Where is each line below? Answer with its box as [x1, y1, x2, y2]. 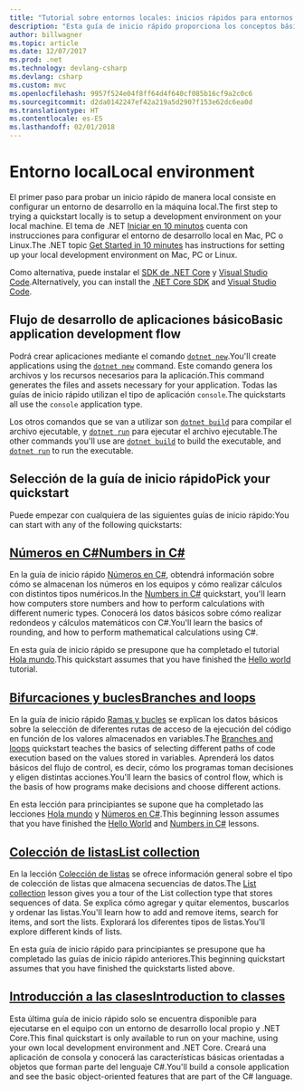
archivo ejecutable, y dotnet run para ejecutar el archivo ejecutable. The [9, 426, 278, 436]
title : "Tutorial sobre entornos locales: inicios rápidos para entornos [9, 13, 294, 23]
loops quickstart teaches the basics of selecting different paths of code [9, 743, 276, 754]
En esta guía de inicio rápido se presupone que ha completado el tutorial [9, 645, 280, 656]
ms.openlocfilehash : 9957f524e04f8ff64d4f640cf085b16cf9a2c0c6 [9, 89, 253, 98]
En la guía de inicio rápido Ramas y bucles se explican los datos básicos [9, 714, 279, 725]
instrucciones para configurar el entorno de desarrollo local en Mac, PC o [9, 230, 283, 241]
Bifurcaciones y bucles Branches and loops [9, 690, 256, 705]
